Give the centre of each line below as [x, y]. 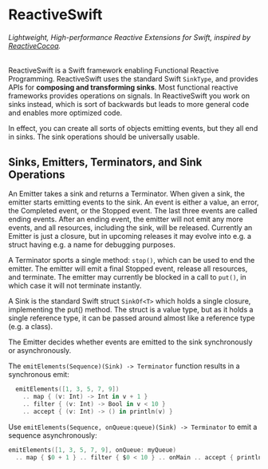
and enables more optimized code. [65, 113]
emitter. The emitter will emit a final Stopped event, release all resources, [128, 268]
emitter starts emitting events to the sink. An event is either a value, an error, [134, 202]
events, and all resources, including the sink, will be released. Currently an [130, 228]
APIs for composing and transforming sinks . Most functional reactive [123, 87]
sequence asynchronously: [53, 435]
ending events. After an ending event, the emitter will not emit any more [126, 219]
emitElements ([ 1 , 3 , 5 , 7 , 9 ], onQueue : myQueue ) [93, 450]
